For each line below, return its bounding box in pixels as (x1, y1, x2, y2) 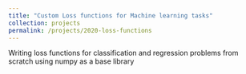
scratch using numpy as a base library (8, 56, 135, 66)
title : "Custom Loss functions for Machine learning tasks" (8, 11, 214, 20)
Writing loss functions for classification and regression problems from (8, 49, 239, 58)
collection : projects (8, 19, 81, 27)
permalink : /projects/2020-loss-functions (8, 26, 152, 34)
